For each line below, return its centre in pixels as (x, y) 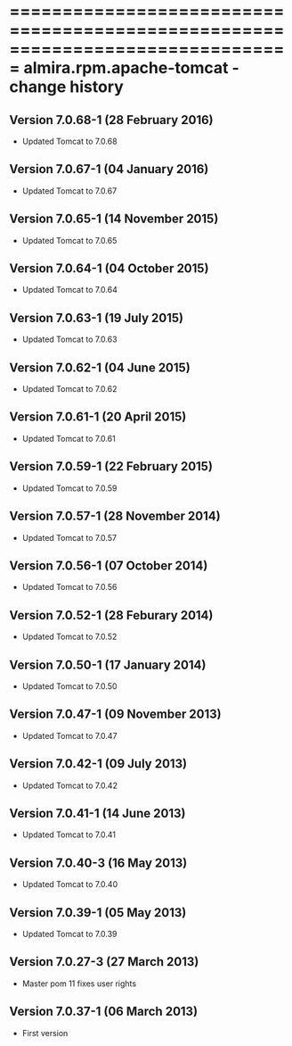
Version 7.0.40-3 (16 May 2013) (98, 863)
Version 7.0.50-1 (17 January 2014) (108, 664)
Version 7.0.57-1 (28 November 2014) (115, 516)
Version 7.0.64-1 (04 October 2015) (109, 269)
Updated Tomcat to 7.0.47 (69, 735)
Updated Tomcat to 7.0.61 (69, 438)
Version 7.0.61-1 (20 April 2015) (98, 417)
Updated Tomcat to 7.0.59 (69, 488)
